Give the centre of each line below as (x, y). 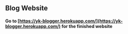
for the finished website (87, 26)
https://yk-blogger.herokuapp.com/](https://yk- (71, 21)
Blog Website (26, 8)
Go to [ (12, 21)
